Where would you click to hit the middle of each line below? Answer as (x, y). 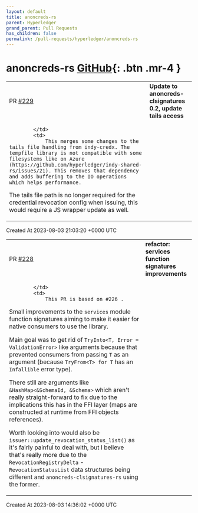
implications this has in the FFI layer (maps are (73, 404)
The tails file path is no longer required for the (72, 195)
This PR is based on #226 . (85, 299)
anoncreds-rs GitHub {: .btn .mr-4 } (94, 68)
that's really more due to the (48, 455)
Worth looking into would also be (55, 433)
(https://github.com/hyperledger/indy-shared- (76, 165)
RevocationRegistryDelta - (47, 462)
